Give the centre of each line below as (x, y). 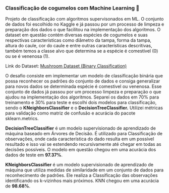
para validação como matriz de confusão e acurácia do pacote (70, 113)
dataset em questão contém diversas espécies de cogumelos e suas (76, 35)
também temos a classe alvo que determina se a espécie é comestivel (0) (82, 51)
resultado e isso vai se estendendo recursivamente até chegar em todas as (83, 144)
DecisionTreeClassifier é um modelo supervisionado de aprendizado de (81, 128)
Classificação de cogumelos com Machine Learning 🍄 (72, 8)
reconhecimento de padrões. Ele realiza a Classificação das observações (81, 175)
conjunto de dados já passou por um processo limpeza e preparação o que (83, 92)
